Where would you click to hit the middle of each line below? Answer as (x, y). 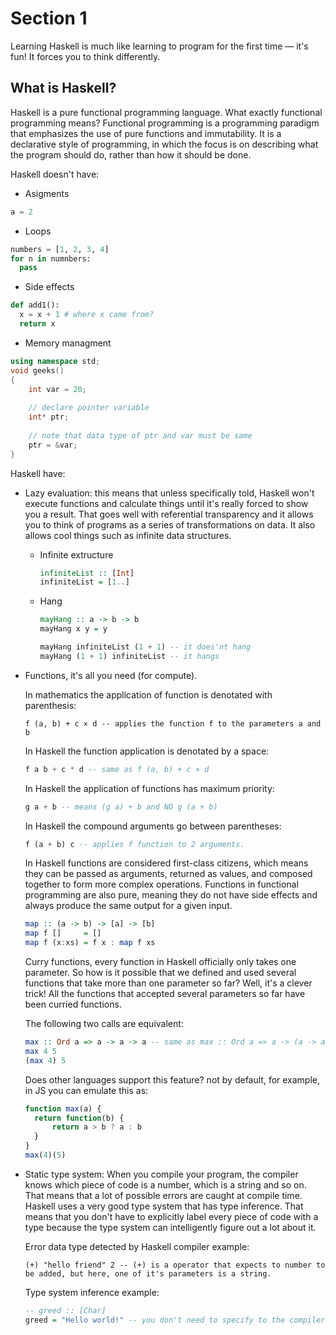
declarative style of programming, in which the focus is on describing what (164, 144)
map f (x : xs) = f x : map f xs (90, 943)
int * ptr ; (49, 417)
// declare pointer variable (89, 408)
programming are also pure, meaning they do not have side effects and (171, 895)
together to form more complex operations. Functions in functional (161, 884)
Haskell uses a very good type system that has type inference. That (164, 1206)
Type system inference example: (92, 1292)
